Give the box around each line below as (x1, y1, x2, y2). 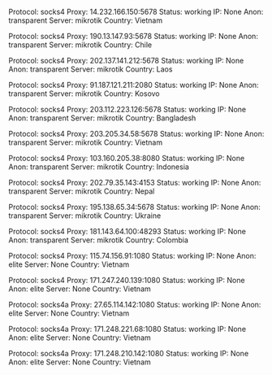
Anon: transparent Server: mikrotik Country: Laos (8, 64, 173, 74)
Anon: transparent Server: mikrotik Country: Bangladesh (8, 113, 196, 123)
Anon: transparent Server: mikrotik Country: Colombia (8, 235, 189, 245)
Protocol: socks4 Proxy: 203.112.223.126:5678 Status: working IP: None (8, 105, 247, 114)
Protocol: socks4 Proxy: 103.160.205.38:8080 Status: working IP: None (8, 154, 245, 163)
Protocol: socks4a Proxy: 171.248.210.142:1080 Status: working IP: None (8, 349, 249, 358)
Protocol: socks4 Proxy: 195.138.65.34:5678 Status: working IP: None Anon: (8, 203, 261, 211)
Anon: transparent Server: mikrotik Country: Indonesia (8, 162, 189, 172)
